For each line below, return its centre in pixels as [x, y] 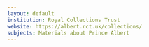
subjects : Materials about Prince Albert [69, 33]
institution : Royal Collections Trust [64, 20]
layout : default [31, 13]
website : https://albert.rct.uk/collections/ [74, 26]
